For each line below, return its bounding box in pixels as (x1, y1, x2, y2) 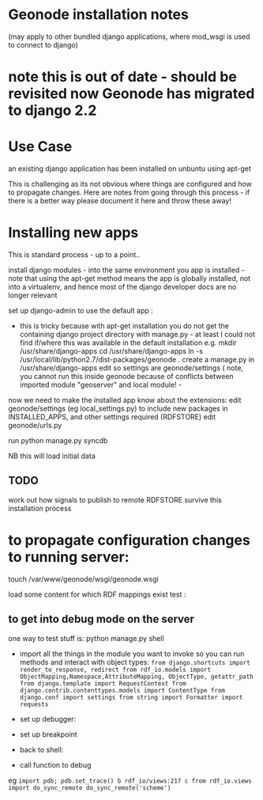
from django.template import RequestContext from (19, 679, 187, 688)
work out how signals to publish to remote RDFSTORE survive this (8, 495, 223, 504)
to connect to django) (8, 40, 79, 49)
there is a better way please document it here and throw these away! (8, 196, 231, 206)
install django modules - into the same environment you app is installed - (8, 265, 245, 275)
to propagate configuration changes (8, 532, 250, 549)
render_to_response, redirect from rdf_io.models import (19, 665, 212, 673)
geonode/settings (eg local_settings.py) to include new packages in (8, 404, 228, 413)
